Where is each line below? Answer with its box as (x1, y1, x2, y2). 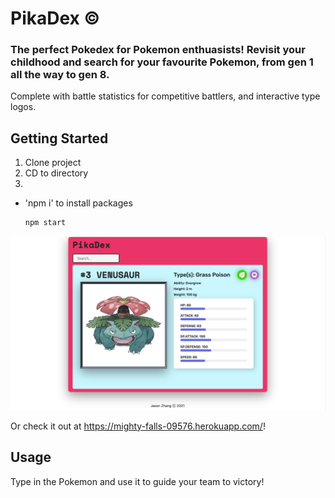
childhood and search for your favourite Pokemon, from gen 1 (10, 55, 314, 69)
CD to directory (24, 167, 89, 179)
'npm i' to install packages (24, 197, 133, 209)
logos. (10, 101, 37, 113)
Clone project (24, 157, 82, 169)
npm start (24, 218, 67, 228)
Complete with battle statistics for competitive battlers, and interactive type (10, 90, 321, 102)
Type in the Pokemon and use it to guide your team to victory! (10, 475, 265, 487)
